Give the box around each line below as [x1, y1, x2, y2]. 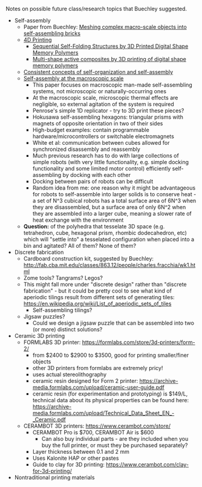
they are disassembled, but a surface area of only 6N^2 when [32, 204, 186, 211]
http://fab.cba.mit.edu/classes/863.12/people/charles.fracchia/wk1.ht [23, 262, 196, 268]
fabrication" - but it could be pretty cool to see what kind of [23, 287, 172, 294]
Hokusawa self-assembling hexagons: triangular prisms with [32, 113, 184, 121]
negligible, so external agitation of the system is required [32, 101, 175, 108]
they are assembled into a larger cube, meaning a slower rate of [32, 210, 192, 217]
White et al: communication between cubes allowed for [32, 139, 170, 146]
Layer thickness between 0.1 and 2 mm [32, 448, 129, 455]
